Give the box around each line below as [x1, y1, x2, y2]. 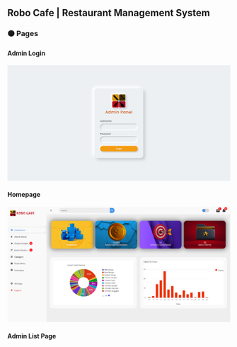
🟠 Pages [7, 29, 39, 39]
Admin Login [7, 49, 46, 57]
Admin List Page [7, 332, 57, 340]
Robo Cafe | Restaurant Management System [7, 7, 210, 19]
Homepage [7, 190, 41, 199]
